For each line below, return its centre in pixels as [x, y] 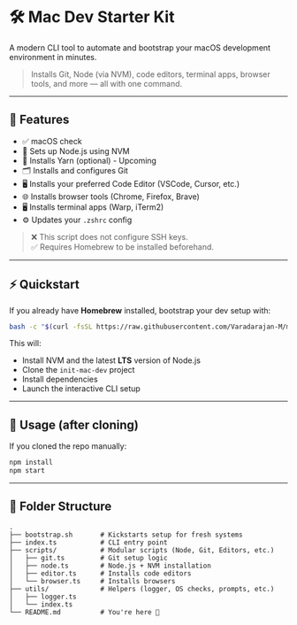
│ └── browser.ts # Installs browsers [92, 581]
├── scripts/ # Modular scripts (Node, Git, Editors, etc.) [142, 550]
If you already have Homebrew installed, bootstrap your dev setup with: [140, 310]
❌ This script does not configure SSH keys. [109, 236]
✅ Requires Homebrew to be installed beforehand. [122, 247]
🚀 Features [39, 120]
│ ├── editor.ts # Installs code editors [100, 573]
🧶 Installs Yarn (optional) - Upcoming [89, 160]
